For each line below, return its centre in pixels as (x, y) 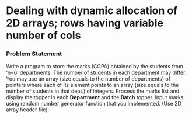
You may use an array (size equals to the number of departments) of (88, 79)
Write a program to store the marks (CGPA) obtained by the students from (95, 66)
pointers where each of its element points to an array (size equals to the (92, 85)
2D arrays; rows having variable (85, 23)
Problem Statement (34, 54)
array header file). (28, 110)
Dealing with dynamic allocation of (92, 11)
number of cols (43, 36)
